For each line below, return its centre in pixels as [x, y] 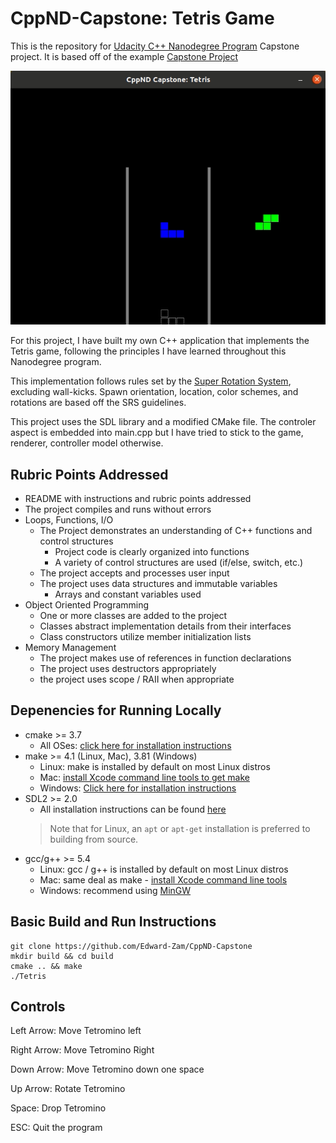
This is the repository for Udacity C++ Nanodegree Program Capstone [155, 46]
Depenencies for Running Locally [116, 710]
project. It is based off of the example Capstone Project [124, 56]
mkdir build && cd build [62, 956]
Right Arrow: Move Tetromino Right [82, 1050]
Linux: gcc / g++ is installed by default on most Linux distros [164, 869]
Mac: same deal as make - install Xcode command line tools [163, 879]
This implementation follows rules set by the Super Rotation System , [151, 381]
